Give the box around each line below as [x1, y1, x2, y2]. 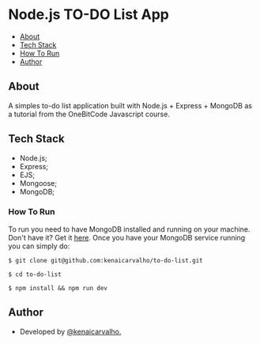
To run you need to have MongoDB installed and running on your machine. [8, 224, 251, 234]
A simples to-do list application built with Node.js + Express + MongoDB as [8, 100, 253, 110]
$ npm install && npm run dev [8, 284, 108, 292]
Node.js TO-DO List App [8, 6, 170, 24]
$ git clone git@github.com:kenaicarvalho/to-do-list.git [8, 256, 203, 264]
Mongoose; [19, 178, 58, 187]
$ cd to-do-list [8, 270, 62, 278]
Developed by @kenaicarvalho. [19, 327, 122, 336]
